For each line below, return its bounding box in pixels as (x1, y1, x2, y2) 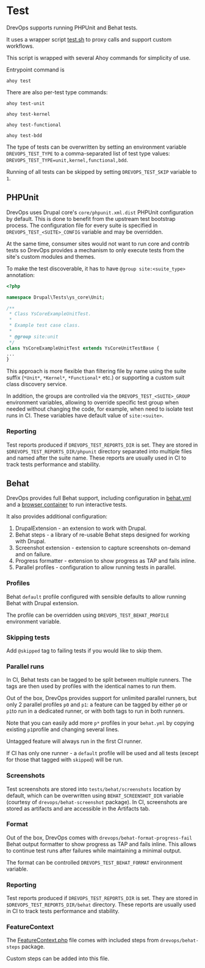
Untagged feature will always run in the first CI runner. (6, 738, 142, 745)
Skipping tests (6, 633, 50, 641)
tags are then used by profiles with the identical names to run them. (6, 683, 176, 690)
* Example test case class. (9, 322, 81, 329)
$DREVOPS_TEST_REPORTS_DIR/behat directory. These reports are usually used (6, 901, 196, 909)
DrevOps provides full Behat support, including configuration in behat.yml (6, 494, 192, 502)
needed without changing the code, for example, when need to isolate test (6, 405, 193, 413)
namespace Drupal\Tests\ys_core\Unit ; (6, 294, 105, 300)
